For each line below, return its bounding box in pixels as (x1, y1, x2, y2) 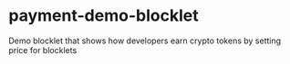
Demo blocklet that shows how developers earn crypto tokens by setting (8, 35, 282, 46)
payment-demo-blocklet (8, 5, 199, 26)
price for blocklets (8, 44, 78, 55)
